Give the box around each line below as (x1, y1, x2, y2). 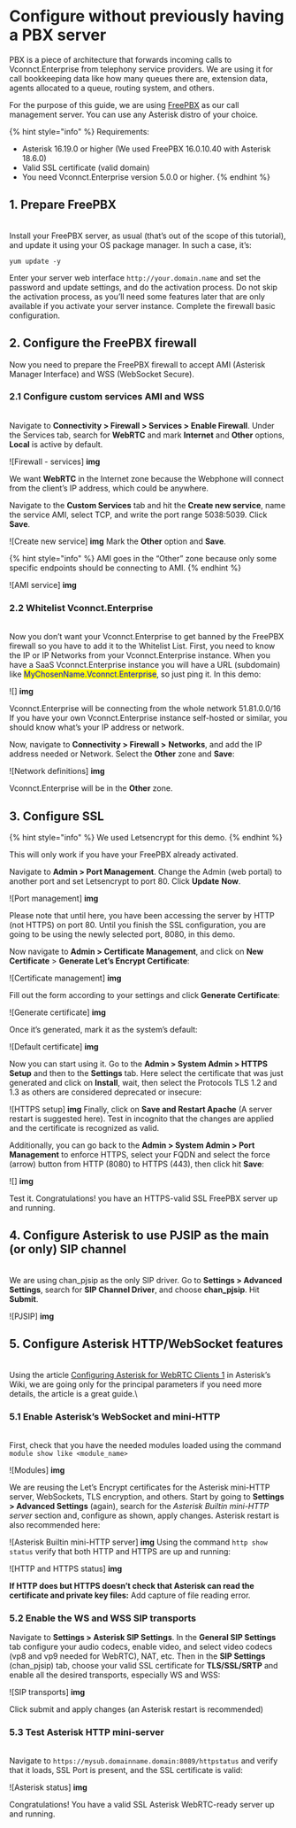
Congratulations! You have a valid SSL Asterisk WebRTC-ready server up (9, 1800, 276, 1810)
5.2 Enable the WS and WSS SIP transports (9, 1612, 197, 1624)
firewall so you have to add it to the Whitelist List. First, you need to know (9, 640, 276, 652)
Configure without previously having (9, 6, 285, 27)
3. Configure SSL (9, 809, 104, 824)
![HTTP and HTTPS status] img (9, 1563, 123, 1574)
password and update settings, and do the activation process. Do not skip (9, 282, 278, 292)
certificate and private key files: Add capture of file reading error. (9, 1590, 251, 1600)
